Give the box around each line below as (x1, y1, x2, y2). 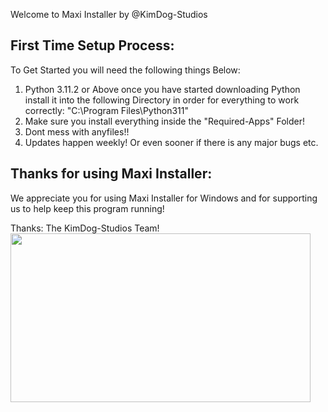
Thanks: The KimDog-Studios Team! (10, 222, 160, 234)
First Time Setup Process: (10, 37, 175, 54)
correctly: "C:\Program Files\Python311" (24, 104, 189, 116)
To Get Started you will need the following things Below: (10, 64, 241, 76)
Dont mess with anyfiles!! (24, 125, 130, 138)
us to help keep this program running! (10, 202, 165, 214)
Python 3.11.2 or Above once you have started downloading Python (24, 83, 301, 95)
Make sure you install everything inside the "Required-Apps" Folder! (24, 115, 306, 127)
